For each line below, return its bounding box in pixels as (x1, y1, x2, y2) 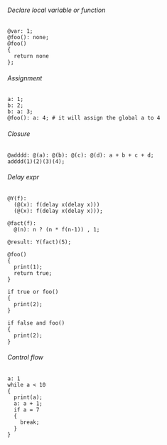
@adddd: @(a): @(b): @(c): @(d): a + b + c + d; (7, 152, 154, 159)
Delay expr (7, 173, 39, 182)
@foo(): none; (7, 34, 50, 41)
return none (14, 53, 50, 60)
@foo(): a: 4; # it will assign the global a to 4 (7, 115, 161, 122)
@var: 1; (7, 28, 33, 35)
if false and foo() (7, 319, 65, 327)
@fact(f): (7, 219, 37, 227)
